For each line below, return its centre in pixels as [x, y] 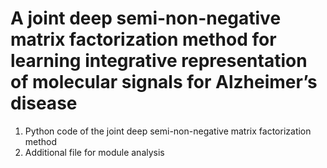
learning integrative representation [159, 61]
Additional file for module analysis [94, 152]
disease [44, 103]
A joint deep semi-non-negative [146, 18]
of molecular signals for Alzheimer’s [164, 82]
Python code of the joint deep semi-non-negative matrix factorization [168, 131]
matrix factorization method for [143, 39]
